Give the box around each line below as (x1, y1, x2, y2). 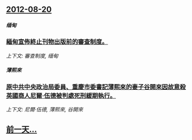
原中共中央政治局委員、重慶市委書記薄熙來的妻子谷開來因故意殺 (6, 83, 186, 91)
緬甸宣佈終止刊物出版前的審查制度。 (6, 38, 108, 46)
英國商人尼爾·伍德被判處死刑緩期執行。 (6, 92, 116, 100)
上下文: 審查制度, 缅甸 (6, 52, 59, 59)
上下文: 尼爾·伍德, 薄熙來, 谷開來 (6, 106, 83, 113)
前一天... (6, 125, 37, 135)
